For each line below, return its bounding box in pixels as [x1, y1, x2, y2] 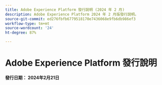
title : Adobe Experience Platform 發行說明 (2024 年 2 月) [5, 7, 125, 12]
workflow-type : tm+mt [5, 21, 50, 26]
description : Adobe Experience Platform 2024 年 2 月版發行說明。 [5, 12, 139, 17]
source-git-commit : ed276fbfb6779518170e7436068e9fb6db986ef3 [5, 16, 136, 21]
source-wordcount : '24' [5, 26, 54, 31]
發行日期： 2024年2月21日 [5, 75, 60, 81]
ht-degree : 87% [5, 30, 37, 35]
